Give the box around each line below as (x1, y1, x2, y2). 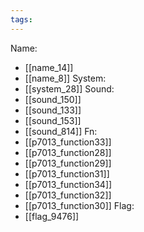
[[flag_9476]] (24, 210, 80, 222)
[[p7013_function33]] (24, 136, 112, 148)
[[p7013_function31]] (24, 167, 110, 180)
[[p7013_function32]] (24, 189, 112, 201)
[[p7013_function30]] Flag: (24, 199, 135, 211)
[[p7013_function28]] (24, 146, 112, 158)
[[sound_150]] (24, 93, 82, 105)
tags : (10, 14, 33, 25)
